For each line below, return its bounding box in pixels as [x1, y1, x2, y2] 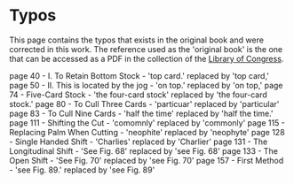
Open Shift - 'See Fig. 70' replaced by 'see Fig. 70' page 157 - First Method [9, 155, 284, 165]
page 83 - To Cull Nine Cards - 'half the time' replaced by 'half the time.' [9, 108, 274, 119]
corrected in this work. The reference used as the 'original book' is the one [9, 43, 283, 54]
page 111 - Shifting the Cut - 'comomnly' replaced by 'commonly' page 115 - [9, 117, 286, 128]
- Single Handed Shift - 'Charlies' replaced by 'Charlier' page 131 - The [9, 136, 268, 147]
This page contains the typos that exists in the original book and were [9, 34, 265, 45]
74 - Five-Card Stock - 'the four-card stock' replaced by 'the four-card [9, 89, 268, 100]
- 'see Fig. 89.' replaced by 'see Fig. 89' [9, 165, 155, 175]
